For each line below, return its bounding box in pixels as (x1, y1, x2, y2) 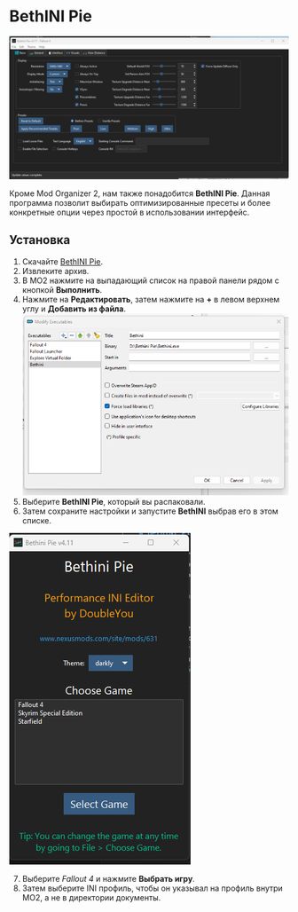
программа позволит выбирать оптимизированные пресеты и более (9, 197, 271, 208)
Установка (9, 232, 71, 248)
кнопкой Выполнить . (21, 284, 103, 295)
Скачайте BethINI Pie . (21, 256, 104, 267)
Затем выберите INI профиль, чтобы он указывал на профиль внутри (21, 883, 284, 893)
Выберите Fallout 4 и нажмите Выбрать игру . (21, 873, 195, 884)
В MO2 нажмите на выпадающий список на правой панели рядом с (21, 275, 279, 286)
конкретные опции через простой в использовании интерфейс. (9, 207, 250, 217)
